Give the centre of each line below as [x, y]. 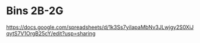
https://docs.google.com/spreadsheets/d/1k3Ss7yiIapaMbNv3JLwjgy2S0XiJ [100, 27]
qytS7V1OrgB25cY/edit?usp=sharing [51, 33]
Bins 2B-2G [35, 11]
